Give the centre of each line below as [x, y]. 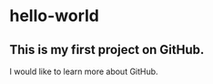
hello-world [55, 16]
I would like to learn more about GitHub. [84, 71]
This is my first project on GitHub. [107, 50]
